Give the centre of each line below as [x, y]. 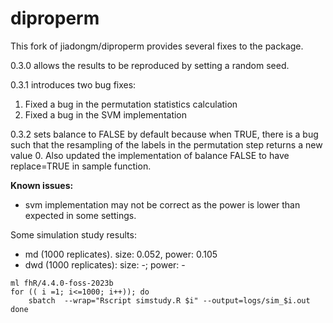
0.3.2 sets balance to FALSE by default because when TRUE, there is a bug [164, 134]
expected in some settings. [80, 215]
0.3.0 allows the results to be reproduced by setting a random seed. [150, 65]
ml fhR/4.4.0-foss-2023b [62, 283]
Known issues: [42, 185]
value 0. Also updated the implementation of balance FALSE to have [150, 155]
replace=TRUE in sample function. [81, 166]
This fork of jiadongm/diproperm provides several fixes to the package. [157, 46]
